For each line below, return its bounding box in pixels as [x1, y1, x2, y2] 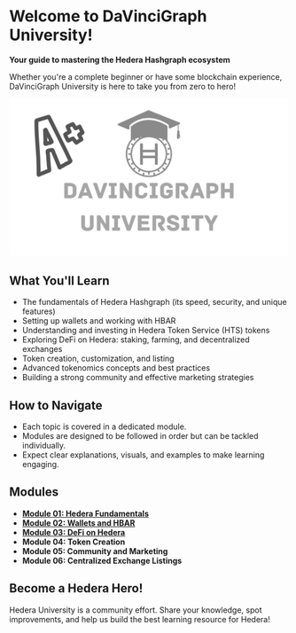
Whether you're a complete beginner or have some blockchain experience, [9, 71, 283, 82]
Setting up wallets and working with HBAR [21, 316, 176, 326]
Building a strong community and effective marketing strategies [21, 372, 254, 383]
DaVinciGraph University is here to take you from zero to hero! [9, 81, 237, 91]
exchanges [21, 344, 63, 355]
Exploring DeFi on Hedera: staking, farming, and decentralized [21, 334, 250, 345]
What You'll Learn [9, 273, 110, 288]
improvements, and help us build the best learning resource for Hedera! [9, 613, 270, 624]
